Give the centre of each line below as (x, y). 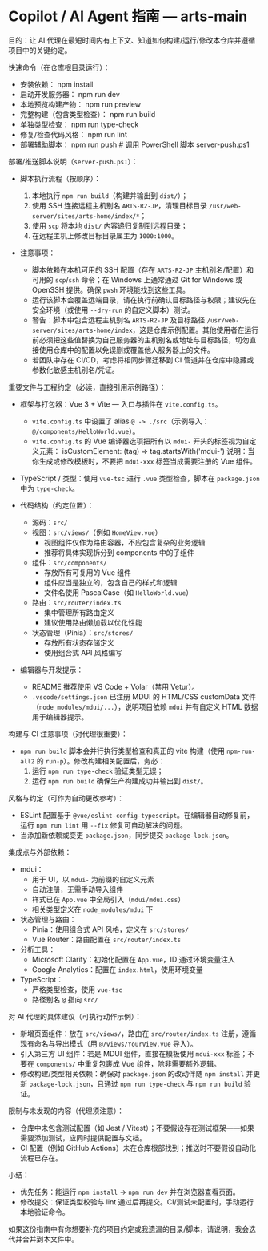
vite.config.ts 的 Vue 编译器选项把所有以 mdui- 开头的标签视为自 (140, 441)
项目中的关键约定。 (40, 50)
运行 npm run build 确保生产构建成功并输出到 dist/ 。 (120, 781)
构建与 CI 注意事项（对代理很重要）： (68, 734)
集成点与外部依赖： (40, 852)
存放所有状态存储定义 (79, 642)
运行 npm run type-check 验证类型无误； (98, 771)
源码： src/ (50, 522)
